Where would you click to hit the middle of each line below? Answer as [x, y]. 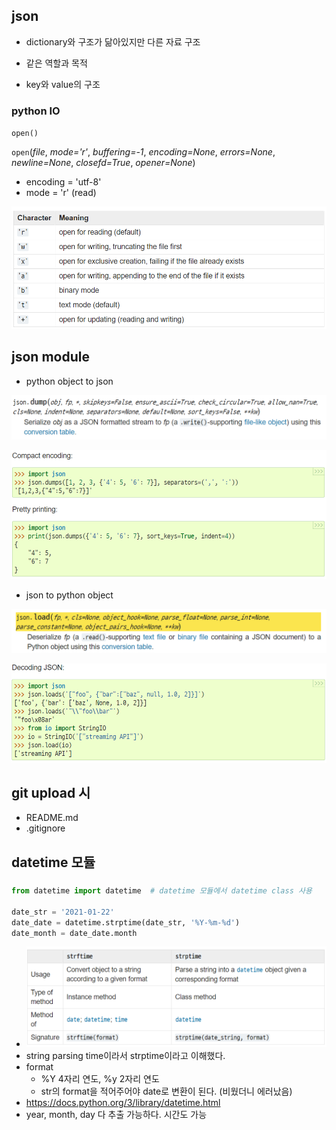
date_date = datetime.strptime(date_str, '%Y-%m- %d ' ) [126, 922]
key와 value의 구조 [63, 84]
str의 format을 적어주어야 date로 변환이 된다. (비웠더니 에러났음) [166, 1091]
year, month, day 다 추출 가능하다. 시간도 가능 [116, 1114]
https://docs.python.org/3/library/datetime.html [123, 1102]
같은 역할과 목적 [56, 63]
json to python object [69, 595]
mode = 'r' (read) [61, 193]
